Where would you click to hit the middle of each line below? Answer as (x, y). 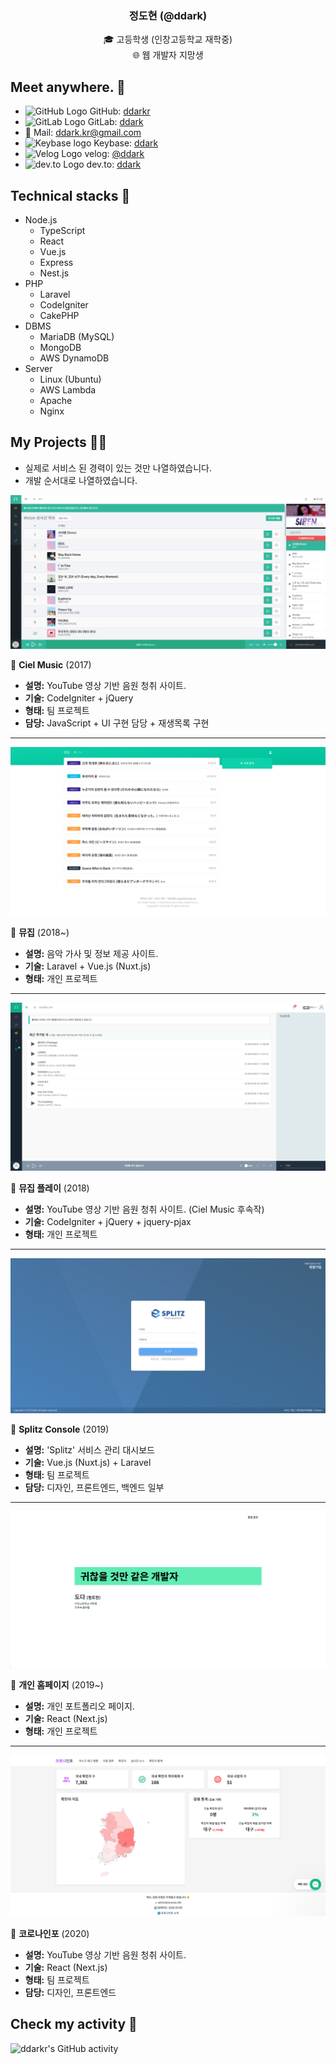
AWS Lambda (68, 389)
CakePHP (59, 315)
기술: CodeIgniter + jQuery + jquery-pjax (108, 1221)
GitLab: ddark (115, 122)
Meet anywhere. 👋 (68, 87)
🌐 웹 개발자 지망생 (168, 55)
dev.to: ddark (114, 164)
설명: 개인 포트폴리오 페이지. (79, 1706)
